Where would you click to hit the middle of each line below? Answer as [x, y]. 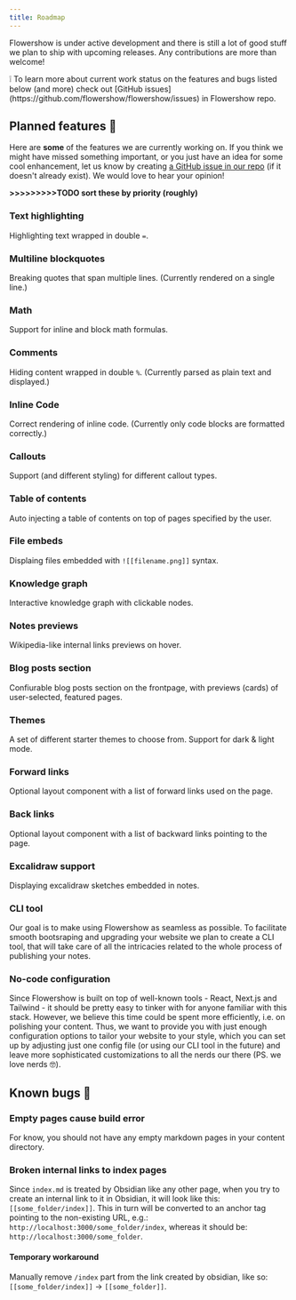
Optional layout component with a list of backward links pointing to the [138, 833]
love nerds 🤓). [35, 1065]
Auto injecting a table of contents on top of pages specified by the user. [141, 518]
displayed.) [30, 381]
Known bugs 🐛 [50, 1093]
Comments [33, 353]
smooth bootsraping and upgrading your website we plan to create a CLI [142, 937]
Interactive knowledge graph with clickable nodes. [101, 603]
